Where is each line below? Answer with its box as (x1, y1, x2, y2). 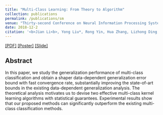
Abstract (5, 57, 33, 65)
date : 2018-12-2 (5, 25, 38, 30)
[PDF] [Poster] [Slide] (5, 43, 48, 48)
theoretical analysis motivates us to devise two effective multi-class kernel (5, 90, 154, 96)
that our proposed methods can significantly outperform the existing (5, 100, 142, 106)
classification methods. (16, 105, 63, 111)
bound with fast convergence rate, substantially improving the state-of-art (5, 80, 154, 86)
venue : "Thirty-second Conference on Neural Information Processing (5, 20, 147, 26)
